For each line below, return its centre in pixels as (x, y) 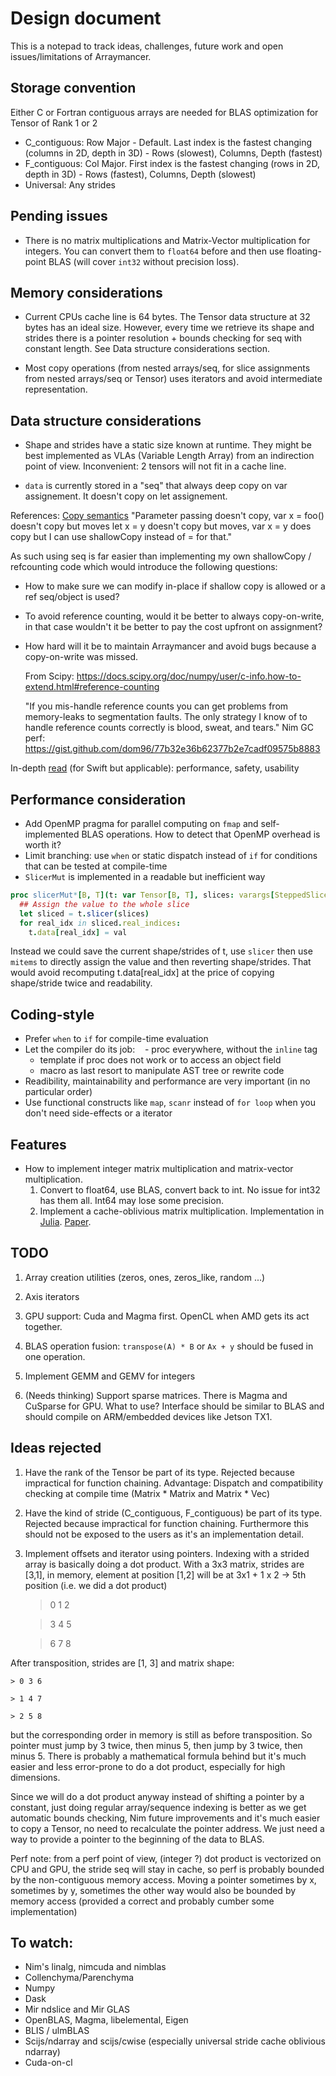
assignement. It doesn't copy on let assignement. (126, 496)
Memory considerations (86, 292)
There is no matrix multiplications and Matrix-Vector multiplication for (167, 240)
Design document (86, 18)
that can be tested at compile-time (96, 866)
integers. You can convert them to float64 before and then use (154, 251)
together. (43, 1326)
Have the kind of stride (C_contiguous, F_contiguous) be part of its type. (173, 1513)
